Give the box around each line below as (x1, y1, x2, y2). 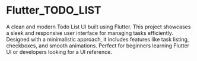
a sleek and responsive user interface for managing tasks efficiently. (6, 29, 174, 36)
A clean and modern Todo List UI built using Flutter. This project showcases (6, 23, 191, 30)
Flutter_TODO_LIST (6, 4, 102, 17)
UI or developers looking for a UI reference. (6, 48, 113, 55)
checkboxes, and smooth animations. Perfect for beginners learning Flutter (6, 42, 190, 49)
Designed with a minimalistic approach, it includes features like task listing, (6, 36, 189, 43)
